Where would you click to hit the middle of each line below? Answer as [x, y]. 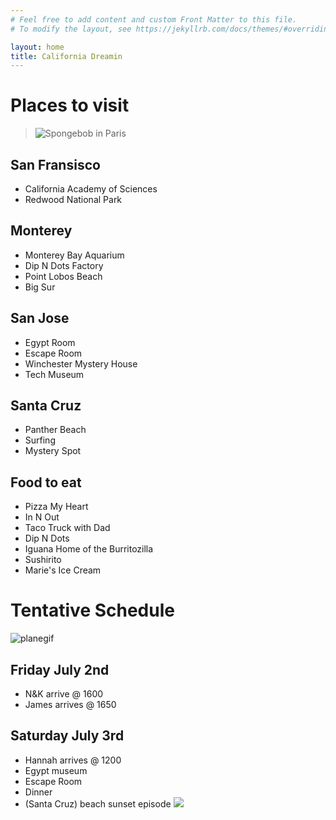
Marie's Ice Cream [63, 570]
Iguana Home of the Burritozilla [89, 549]
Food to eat [46, 482]
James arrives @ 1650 [70, 704]
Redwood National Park [73, 199]
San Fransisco [55, 164]
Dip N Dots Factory [64, 265]
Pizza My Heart [56, 507]
